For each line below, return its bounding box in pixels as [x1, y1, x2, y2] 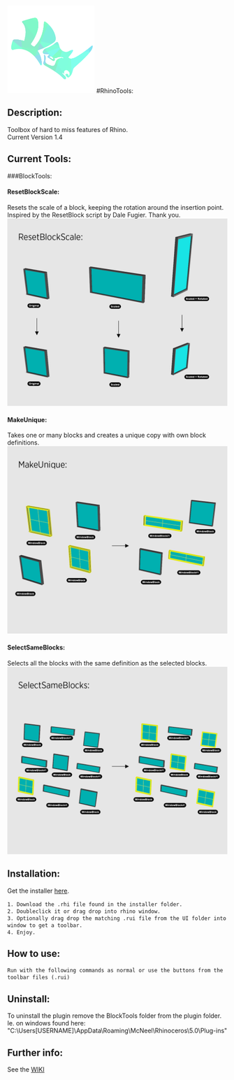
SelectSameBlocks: [7, 643, 65, 651]
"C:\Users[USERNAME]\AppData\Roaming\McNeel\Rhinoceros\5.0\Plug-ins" [7, 1026, 228, 1035]
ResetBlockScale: [7, 187, 60, 196]
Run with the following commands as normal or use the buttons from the [7, 967, 224, 974]
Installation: [7, 868, 61, 880]
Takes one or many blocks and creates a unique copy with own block [7, 431, 206, 440]
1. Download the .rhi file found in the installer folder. [7, 900, 183, 908]
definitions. [7, 438, 40, 447]
